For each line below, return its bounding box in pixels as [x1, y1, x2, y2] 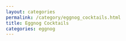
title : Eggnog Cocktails [6, 20, 69, 26]
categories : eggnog [6, 25, 56, 32]
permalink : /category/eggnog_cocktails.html [6, 14, 121, 20]
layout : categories [6, 8, 56, 15]
